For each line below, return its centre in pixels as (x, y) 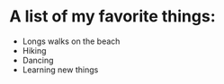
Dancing (38, 60)
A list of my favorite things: (112, 17)
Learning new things (60, 70)
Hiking (34, 50)
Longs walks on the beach (71, 41)
